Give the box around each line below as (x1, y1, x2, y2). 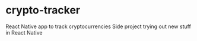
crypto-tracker (5, 4, 81, 17)
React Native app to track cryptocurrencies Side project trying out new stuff (5, 23, 191, 30)
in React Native (5, 29, 43, 36)
